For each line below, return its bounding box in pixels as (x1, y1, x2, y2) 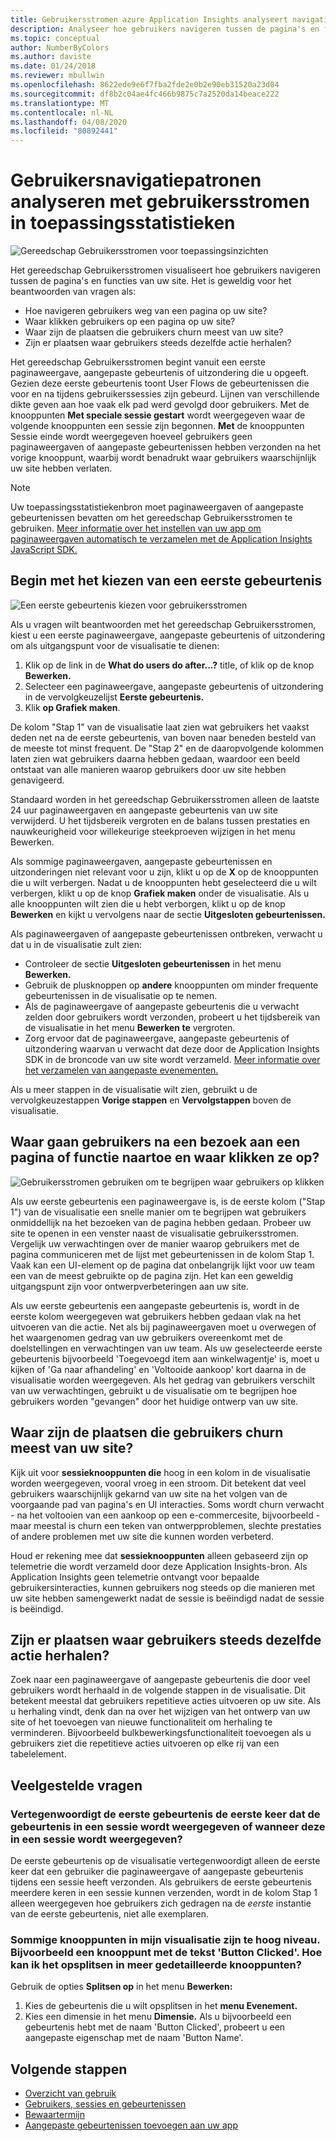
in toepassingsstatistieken (10, 212, 236, 235)
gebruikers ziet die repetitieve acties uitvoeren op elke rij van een (10, 1737, 280, 1750)
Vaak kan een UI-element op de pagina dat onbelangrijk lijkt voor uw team (10, 1259, 316, 1271)
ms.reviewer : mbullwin (10, 71, 105, 81)
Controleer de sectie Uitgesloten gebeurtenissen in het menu (24, 957, 282, 970)
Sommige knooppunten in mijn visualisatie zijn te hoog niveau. (10, 1932, 321, 1946)
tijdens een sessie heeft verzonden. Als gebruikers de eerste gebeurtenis (10, 1876, 312, 1888)
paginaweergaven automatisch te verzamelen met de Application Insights (10, 533, 313, 545)
